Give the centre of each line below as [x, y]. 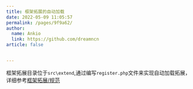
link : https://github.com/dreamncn [55, 39]
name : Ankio [26, 34]
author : [16, 28]
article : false [25, 45]
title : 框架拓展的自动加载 [36, 12]
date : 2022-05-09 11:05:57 [39, 17]
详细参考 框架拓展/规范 [33, 80]
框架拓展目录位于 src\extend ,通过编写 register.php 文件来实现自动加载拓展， [98, 72]
